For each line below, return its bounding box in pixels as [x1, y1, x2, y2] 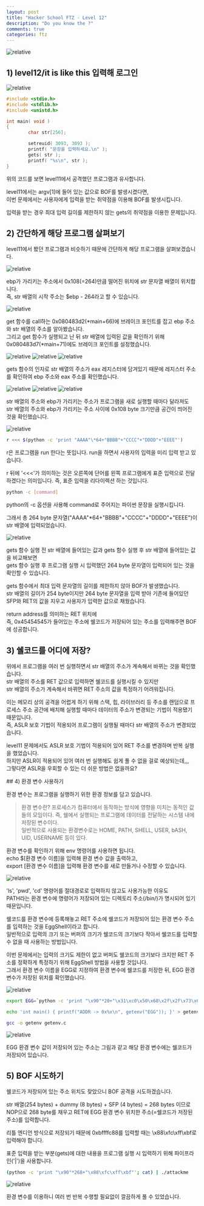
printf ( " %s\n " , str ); [28, 157, 88, 163]
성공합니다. [12, 626, 39, 633]
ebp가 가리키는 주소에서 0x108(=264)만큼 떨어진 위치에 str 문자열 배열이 [6, 278, 180, 285]
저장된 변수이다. [21, 818, 59, 826]
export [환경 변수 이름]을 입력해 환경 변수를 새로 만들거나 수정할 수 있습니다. [6, 862, 186, 869]
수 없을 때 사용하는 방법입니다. [6, 938, 78, 945]
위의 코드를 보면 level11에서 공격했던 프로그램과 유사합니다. [6, 175, 146, 182]
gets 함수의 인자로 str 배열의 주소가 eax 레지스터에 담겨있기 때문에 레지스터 [6, 365, 185, 373]
